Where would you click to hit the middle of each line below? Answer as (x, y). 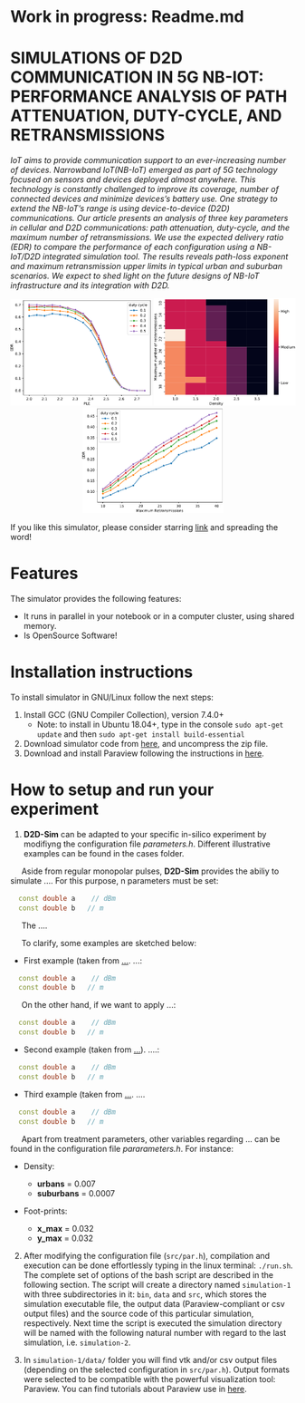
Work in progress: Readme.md (127, 17)
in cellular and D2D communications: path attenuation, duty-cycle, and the (150, 227)
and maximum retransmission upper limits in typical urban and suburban (147, 266)
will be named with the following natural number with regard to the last (155, 1332)
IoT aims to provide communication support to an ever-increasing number (148, 160)
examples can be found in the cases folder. (104, 853)
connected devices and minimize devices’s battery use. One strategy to (144, 199)
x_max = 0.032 (65, 1228)
